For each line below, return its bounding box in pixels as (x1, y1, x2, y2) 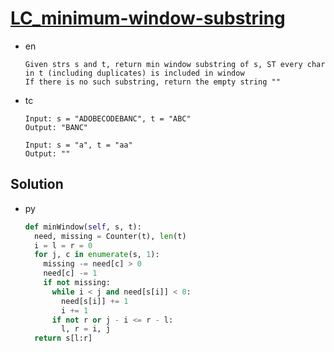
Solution (10, 176, 64, 193)
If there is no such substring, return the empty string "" (24, 77, 281, 87)
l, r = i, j (61, 324, 111, 334)
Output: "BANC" (24, 122, 89, 132)
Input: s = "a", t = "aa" (24, 140, 133, 150)
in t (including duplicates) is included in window (24, 68, 245, 78)
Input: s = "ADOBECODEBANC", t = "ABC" (24, 113, 192, 124)
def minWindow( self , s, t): (24, 222, 142, 232)
